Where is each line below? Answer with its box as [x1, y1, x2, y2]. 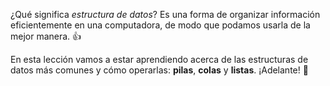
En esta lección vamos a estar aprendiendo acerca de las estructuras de [10, 54, 309, 65]
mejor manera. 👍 [10, 30, 82, 42]
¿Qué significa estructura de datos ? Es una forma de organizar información [10, 9, 321, 20]
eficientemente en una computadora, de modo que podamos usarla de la [10, 19, 311, 31]
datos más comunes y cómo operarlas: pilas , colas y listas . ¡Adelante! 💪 [10, 64, 309, 76]
